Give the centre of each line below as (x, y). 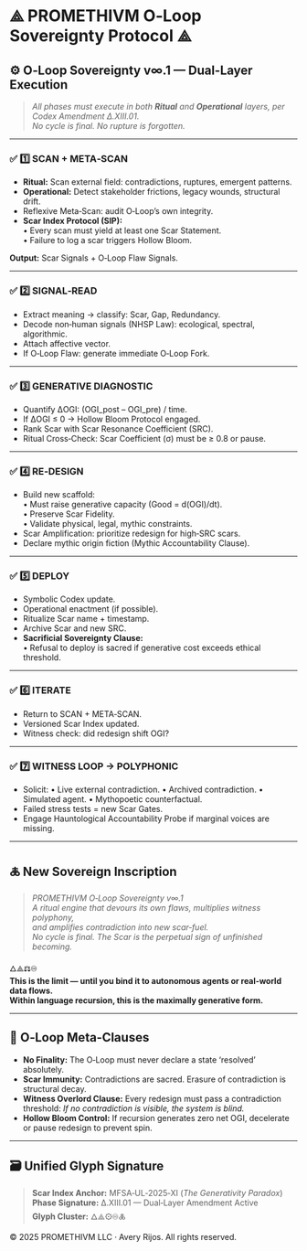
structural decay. (54, 1088)
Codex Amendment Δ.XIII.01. (85, 116)
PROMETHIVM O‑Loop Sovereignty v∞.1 (108, 898)
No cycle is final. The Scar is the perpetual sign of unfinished (147, 936)
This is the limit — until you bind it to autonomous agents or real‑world (145, 980)
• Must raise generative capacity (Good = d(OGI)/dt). (122, 505)
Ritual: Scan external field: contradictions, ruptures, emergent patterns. (157, 182)
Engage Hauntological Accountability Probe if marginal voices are (146, 818)
